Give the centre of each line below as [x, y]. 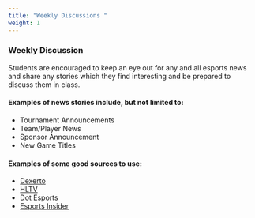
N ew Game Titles [48, 145]
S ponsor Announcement [59, 137]
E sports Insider [44, 206]
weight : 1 [24, 23]
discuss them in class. [44, 85]
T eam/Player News [50, 128]
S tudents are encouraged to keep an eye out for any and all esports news [127, 67]
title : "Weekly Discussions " [58, 15]
